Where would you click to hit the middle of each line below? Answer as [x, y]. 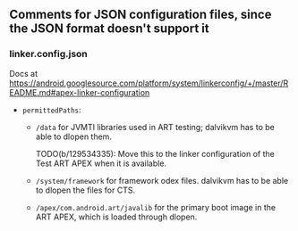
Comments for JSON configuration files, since [140, 15]
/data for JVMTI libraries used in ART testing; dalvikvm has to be [155, 127]
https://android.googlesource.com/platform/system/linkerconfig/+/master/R [149, 83]
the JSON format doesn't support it [109, 29]
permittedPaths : [52, 110]
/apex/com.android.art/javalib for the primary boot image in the [155, 207]
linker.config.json [48, 54]
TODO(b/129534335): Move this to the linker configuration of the [155, 153]
